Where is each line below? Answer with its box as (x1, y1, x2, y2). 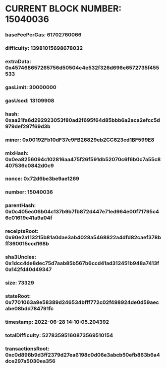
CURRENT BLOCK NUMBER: (5, 3, 122, 14)
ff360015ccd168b (5, 240, 50, 247)
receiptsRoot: (5, 228, 39, 235)
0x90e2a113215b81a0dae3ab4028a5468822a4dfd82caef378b (5, 234, 161, 241)
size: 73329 (5, 279, 35, 286)
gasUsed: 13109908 (5, 97, 55, 104)
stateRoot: (5, 293, 31, 300)
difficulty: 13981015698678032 (5, 45, 83, 52)
